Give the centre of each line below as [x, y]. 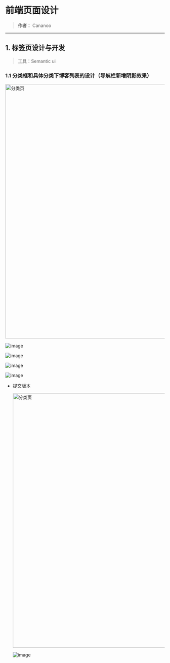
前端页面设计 [32, 10]
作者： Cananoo [34, 25]
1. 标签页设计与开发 [35, 48]
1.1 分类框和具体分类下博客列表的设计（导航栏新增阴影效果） [79, 75]
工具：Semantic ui [36, 61]
